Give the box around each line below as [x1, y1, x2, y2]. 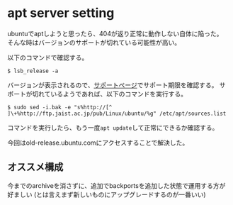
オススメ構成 [7, 161, 64, 173]
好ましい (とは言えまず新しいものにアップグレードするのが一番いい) [7, 190, 207, 199]
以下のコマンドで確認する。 [7, 53, 89, 62]
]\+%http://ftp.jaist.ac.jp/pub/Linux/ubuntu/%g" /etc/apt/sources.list [7, 110, 227, 117]
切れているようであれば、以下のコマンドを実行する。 [31, 89, 188, 98]
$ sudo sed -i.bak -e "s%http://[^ [7, 104, 113, 111]
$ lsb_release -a [7, 67, 59, 74]
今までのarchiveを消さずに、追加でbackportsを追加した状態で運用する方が [7, 181, 226, 189]
